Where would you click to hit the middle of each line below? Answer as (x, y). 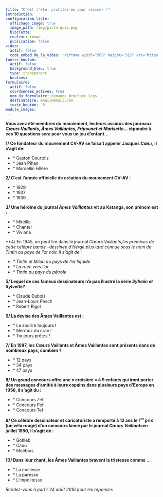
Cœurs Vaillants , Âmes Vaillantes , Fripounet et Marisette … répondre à (78, 129)
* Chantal (22, 227)
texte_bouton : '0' (29, 105)
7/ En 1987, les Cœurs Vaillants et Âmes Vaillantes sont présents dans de (80, 345)
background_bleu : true (33, 69)
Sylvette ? (16, 286)
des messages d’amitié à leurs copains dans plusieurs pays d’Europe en (80, 385)
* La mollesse (26, 469)
